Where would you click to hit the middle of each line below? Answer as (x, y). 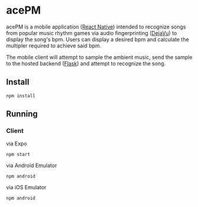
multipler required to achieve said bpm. (54, 46)
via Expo (17, 144)
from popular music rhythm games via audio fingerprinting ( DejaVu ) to (92, 33)
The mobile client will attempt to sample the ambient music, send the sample (99, 57)
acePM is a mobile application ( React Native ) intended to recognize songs (96, 27)
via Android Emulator (32, 165)
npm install (21, 95)
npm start (18, 155)
